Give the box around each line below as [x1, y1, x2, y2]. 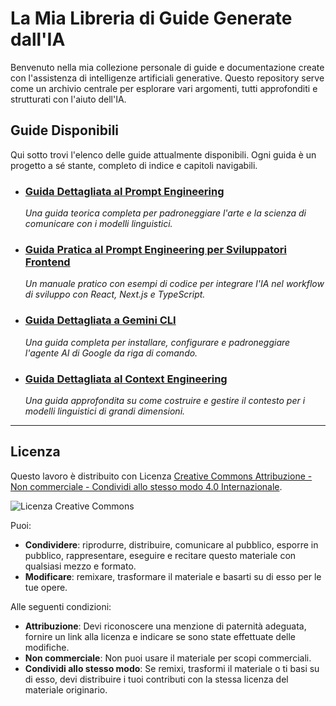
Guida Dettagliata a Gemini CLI [24, 313, 177, 327]
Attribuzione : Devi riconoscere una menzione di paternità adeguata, [24, 620, 307, 632]
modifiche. [24, 641, 70, 653]
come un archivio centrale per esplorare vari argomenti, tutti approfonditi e [10, 82, 318, 94]
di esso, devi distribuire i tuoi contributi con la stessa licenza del [24, 673, 289, 685]
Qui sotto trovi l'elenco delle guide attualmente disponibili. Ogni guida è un [10, 148, 317, 161]
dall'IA [10, 28, 66, 51]
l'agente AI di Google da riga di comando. [24, 347, 198, 359]
